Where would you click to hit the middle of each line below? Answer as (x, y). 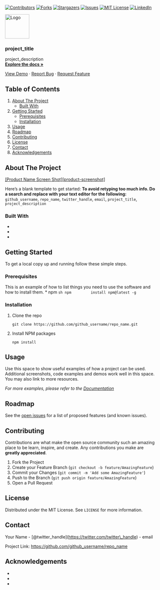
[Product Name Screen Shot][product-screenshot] (55, 179)
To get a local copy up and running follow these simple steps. (66, 264)
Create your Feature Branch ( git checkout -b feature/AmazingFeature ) (83, 468)
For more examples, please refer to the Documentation (60, 388)
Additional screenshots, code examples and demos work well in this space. (80, 374)
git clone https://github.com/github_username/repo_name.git (75, 324)
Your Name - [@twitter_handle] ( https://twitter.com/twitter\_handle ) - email (79, 537)
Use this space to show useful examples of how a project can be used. (75, 369)
